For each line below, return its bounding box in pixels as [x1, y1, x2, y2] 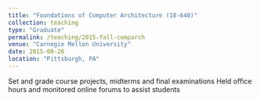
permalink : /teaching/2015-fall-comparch [8, 33, 146, 41]
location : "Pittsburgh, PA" [8, 55, 100, 63]
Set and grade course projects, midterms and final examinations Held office [8, 76, 252, 86]
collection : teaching [8, 19, 79, 27]
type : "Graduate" [8, 26, 65, 34]
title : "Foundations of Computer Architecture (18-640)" [8, 11, 198, 20]
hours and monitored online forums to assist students [8, 84, 180, 94]
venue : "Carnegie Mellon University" [8, 41, 132, 48]
